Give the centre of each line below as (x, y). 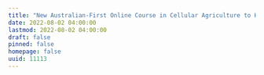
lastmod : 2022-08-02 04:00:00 (58, 30)
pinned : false (31, 45)
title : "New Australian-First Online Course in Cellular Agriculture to (130, 15)
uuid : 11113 (27, 59)
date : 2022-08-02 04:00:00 (52, 23)
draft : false (29, 37)
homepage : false (35, 52)
